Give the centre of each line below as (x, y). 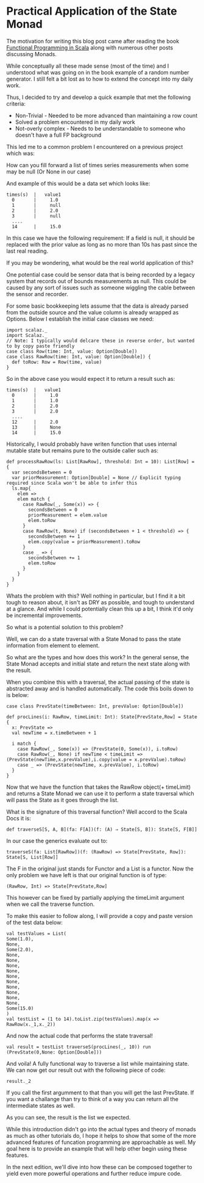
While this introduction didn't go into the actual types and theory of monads (101, 1129)
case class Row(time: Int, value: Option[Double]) (72, 351)
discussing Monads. (31, 54)
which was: (21, 153)
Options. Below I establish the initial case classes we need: (80, 319)
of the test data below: (34, 922)
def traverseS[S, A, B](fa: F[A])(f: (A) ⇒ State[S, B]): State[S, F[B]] (102, 829)
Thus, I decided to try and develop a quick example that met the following (99, 97)
